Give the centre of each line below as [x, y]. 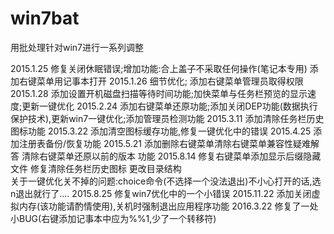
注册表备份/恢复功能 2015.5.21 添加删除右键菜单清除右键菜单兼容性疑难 [164, 143]
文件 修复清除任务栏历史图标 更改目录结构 [96, 168]
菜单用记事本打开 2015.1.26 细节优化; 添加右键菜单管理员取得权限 [170, 81]
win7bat [45, 18]
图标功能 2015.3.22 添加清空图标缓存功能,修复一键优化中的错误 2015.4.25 [161, 131]
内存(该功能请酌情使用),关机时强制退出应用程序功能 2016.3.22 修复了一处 [168, 206]
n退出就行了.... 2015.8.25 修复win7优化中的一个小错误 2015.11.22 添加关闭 [161, 193]
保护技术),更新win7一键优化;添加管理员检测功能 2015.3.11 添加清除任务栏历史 [167, 118]
